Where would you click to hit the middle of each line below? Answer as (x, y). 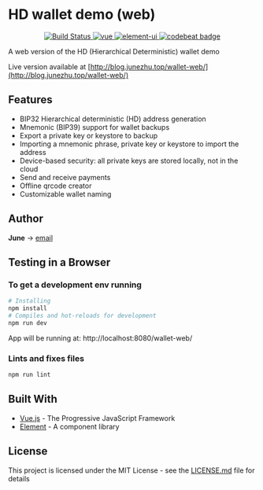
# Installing (30, 301)
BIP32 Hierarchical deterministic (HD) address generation (113, 119)
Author (26, 219)
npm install (28, 308)
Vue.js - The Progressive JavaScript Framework (97, 418)
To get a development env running (75, 285)
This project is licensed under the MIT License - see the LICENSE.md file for (131, 470)
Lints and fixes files (46, 358)
